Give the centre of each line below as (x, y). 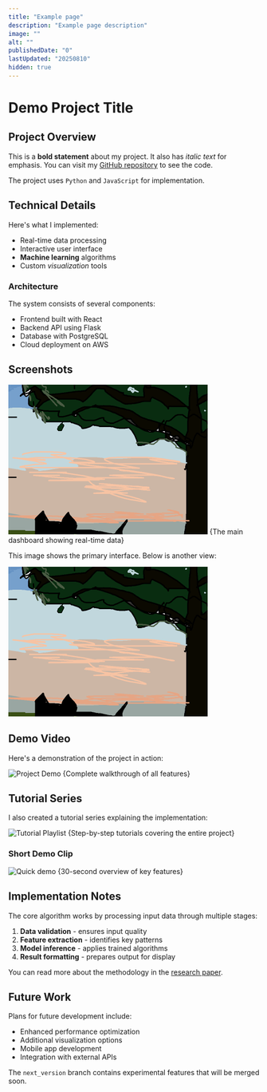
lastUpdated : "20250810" (49, 59)
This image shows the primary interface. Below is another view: (112, 556)
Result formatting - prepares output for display (98, 956)
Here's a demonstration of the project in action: (86, 758)
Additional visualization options (71, 1040)
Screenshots (41, 370)
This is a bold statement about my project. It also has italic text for (118, 156)
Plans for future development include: (70, 1016)
